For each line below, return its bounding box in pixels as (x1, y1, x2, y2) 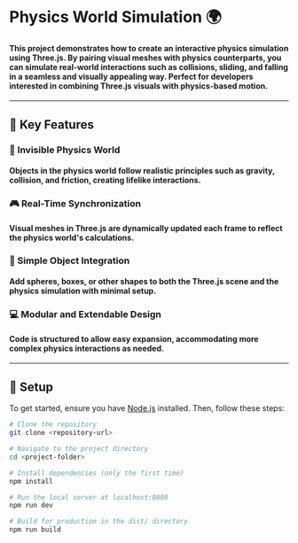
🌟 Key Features (9, 117, 95, 132)
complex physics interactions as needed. (9, 343, 164, 353)
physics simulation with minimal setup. (9, 285, 157, 297)
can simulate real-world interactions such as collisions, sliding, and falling (9, 61, 288, 72)
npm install (9, 477, 53, 485)
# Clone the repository (9, 420, 98, 430)
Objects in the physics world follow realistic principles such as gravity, (9, 166, 275, 176)
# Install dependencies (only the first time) (9, 469, 184, 477)
